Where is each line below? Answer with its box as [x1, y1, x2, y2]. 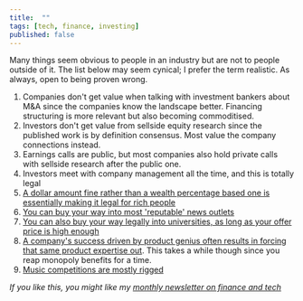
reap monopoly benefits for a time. [22, 255, 152, 266]
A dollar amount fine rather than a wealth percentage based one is [22, 187, 270, 199]
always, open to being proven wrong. [9, 74, 148, 85]
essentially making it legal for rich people [22, 197, 176, 208]
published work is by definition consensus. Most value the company [22, 130, 277, 141]
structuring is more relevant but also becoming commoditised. [22, 110, 255, 122]
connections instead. [22, 139, 101, 150]
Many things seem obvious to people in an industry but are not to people [9, 55, 280, 66]
